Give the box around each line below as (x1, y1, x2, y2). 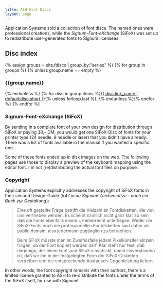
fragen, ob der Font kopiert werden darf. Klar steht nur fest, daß (17, 242, 145, 248)
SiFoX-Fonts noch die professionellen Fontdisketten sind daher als (17, 223, 150, 229)
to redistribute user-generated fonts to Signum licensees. (5, 35, 120, 41)
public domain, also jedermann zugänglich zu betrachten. (17, 228, 132, 234)
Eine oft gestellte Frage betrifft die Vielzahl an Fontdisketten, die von (17, 207, 154, 213)
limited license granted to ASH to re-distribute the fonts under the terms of (5, 272, 155, 278)
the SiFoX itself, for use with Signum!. (5, 278, 80, 284)
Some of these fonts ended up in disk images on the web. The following (5, 154, 149, 160)
